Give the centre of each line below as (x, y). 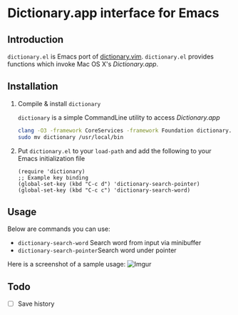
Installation (33, 87)
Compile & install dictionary (59, 103)
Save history (36, 304)
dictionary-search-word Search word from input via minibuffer (109, 243)
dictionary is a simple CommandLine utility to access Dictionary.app (119, 117)
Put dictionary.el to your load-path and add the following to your (114, 150)
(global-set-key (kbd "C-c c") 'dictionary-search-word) (104, 190)
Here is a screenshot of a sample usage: (67, 264)
